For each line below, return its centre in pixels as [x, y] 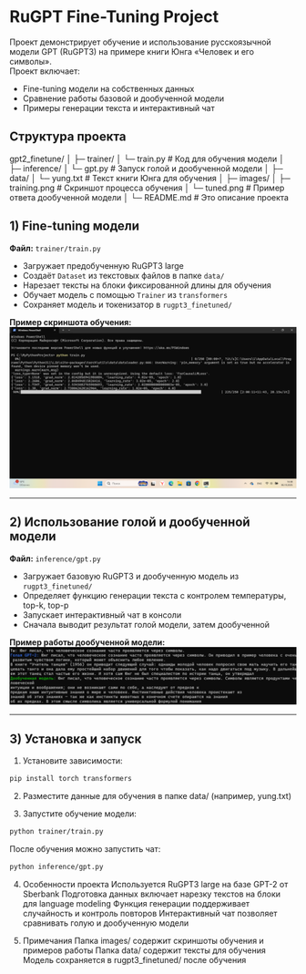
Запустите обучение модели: [79, 814]
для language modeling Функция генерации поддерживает [136, 903]
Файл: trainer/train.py [56, 248]
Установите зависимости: [72, 761]
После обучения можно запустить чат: [85, 848]
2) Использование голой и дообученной [130, 523]
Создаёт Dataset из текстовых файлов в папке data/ [123, 275]
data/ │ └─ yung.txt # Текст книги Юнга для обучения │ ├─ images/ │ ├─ [150, 178]
